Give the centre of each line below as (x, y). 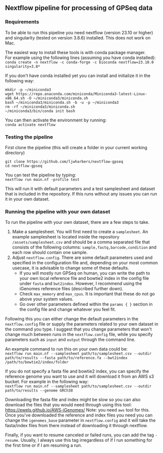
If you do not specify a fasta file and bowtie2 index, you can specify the (77, 371)
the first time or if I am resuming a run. (43, 445)
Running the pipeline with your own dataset (58, 212)
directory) (15, 153)
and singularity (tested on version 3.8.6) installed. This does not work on (78, 38)
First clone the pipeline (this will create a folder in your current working (76, 147)
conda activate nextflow (30, 125)
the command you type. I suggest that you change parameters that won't (79, 329)
